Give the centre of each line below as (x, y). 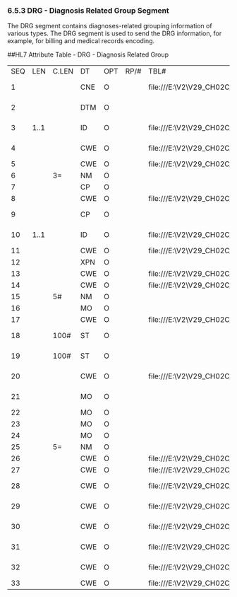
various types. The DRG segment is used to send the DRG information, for (115, 33)
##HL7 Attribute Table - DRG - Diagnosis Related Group (88, 54)
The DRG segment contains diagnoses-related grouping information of (110, 26)
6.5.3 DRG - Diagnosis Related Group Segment (88, 11)
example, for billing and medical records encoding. (81, 41)
